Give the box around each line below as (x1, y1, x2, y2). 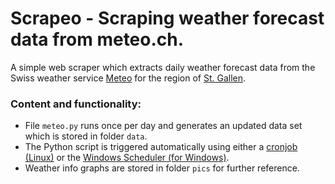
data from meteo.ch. (10, 28, 185, 51)
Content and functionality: (10, 97, 142, 111)
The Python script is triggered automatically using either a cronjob (24, 141, 298, 153)
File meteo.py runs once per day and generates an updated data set (24, 120, 303, 132)
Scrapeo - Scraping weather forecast (10, 7, 325, 30)
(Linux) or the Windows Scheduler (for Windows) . (24, 152, 230, 164)
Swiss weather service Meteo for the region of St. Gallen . (10, 72, 247, 84)
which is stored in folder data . (24, 130, 148, 142)
